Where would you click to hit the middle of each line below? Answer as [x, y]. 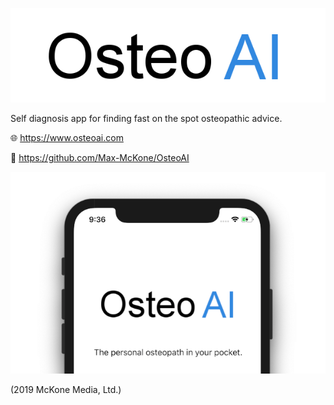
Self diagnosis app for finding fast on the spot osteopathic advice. [146, 119]
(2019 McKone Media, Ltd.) [66, 390]
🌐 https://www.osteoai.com [67, 138]
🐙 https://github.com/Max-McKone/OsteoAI [100, 158]
